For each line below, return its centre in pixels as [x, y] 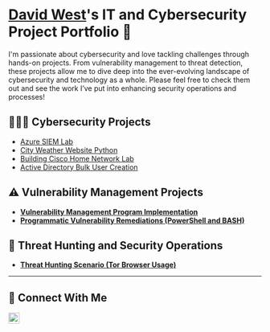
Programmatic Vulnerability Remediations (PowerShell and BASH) [132, 220]
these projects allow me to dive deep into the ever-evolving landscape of [129, 71]
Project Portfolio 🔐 [70, 32]
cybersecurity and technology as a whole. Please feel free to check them [129, 80]
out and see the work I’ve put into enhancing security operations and [123, 88]
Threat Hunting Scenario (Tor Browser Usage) [98, 265]
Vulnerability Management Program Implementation [109, 211]
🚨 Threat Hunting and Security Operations [116, 246]
